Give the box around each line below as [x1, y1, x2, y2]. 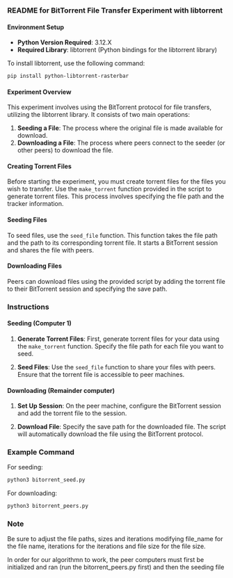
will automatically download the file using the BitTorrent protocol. [17, 430, 204, 438]
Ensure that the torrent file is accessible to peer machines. [17, 370, 185, 378]
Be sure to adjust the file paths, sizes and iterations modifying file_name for [7, 535, 223, 543]
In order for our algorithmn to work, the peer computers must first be [7, 556, 204, 564]
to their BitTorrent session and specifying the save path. [7, 284, 168, 293]
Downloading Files [7, 262, 63, 270]
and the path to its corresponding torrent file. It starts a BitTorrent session [7, 239, 218, 247]
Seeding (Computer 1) [7, 319, 72, 328]
